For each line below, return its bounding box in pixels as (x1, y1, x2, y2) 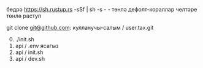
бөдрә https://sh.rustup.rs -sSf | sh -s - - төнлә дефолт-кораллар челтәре (6, 6, 197, 13)
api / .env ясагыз (15, 42, 59, 49)
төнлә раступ (6, 12, 42, 19)
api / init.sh (15, 49, 44, 56)
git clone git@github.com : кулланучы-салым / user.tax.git (6, 24, 154, 31)
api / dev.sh (15, 55, 45, 62)
